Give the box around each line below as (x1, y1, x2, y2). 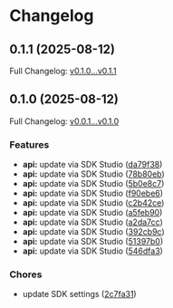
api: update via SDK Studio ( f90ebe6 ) (22, 188, 164, 199)
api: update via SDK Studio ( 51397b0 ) (22, 236, 164, 247)
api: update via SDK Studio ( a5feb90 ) (22, 207, 163, 218)
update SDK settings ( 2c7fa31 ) (22, 289, 138, 300)
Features (9, 138, 50, 150)
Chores (9, 268, 43, 281)
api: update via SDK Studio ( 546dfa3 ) (22, 245, 163, 256)
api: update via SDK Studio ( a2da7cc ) (22, 217, 163, 227)
